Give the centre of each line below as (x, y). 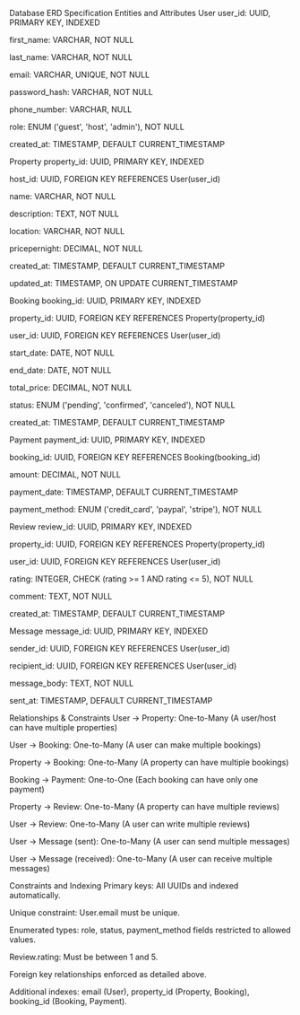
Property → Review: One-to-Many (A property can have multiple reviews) (145, 806)
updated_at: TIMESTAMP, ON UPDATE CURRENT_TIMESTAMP (124, 283)
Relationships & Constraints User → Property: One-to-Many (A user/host (143, 718)
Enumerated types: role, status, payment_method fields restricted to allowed (150, 930)
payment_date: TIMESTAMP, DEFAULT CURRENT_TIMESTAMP (124, 492)
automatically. (35, 895)
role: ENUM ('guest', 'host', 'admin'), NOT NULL (97, 127)
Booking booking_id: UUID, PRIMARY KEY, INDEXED (105, 301)
